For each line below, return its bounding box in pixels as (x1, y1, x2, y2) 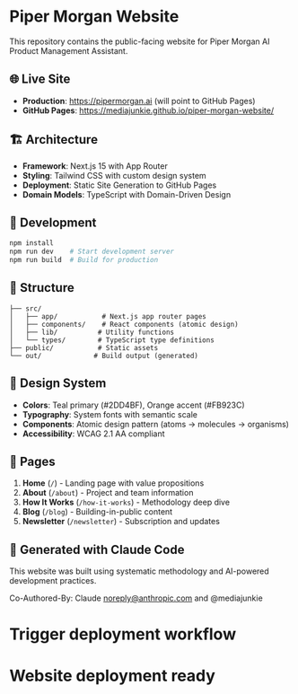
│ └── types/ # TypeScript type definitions (9, 335, 215, 345)
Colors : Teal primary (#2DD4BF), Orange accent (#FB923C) (22, 400, 245, 410)
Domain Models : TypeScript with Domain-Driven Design (22, 189, 232, 199)
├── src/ (9, 303, 42, 313)
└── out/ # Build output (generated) (9, 351, 199, 360)
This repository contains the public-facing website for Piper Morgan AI (9, 36, 270, 47)
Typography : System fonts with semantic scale (22, 408, 197, 419)
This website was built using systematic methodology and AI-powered (9, 566, 269, 576)
